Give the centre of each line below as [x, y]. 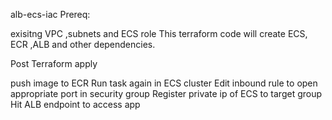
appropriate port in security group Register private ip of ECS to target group [166, 93]
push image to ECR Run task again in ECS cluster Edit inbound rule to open [164, 83]
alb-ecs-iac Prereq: [50, 14]
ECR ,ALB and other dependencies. [83, 44]
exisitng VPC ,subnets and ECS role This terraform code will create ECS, [159, 33]
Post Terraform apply [54, 63]
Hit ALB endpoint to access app [75, 104]
